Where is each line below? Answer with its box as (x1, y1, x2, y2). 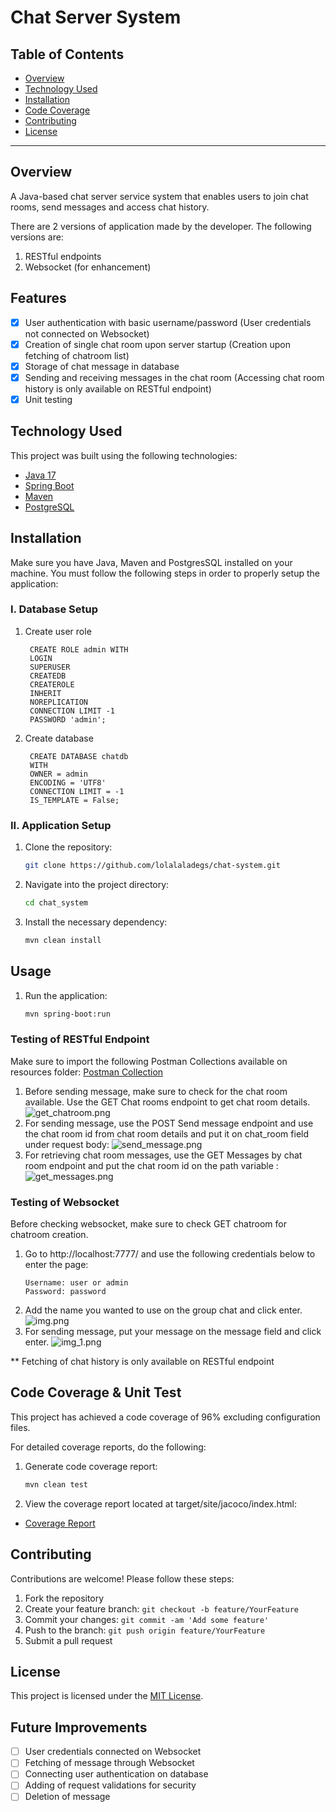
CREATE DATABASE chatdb (29, 751, 129, 761)
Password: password (24, 1287, 107, 1297)
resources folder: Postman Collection (10, 1066, 164, 1078)
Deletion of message (24, 1791, 111, 1803)
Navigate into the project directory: (24, 879, 170, 891)
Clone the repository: (24, 841, 113, 853)
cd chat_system (24, 898, 89, 908)
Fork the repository (24, 1592, 105, 1604)
